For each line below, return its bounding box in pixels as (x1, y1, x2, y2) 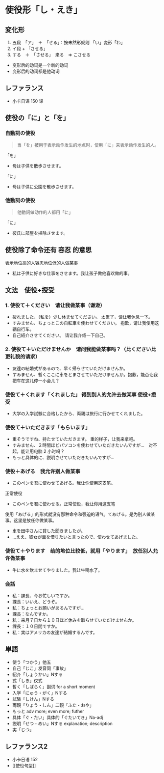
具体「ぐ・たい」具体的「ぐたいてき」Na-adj (12, 714, 103, 720)
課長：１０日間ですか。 (12, 623, 60, 629)
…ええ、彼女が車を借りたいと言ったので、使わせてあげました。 (12, 534, 141, 540)
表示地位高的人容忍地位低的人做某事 (5, 260, 78, 266)
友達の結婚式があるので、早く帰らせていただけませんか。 (12, 365, 128, 371)
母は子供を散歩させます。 (12, 163, 64, 168)
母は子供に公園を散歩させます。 (12, 184, 77, 190)
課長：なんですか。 (12, 611, 51, 617)
